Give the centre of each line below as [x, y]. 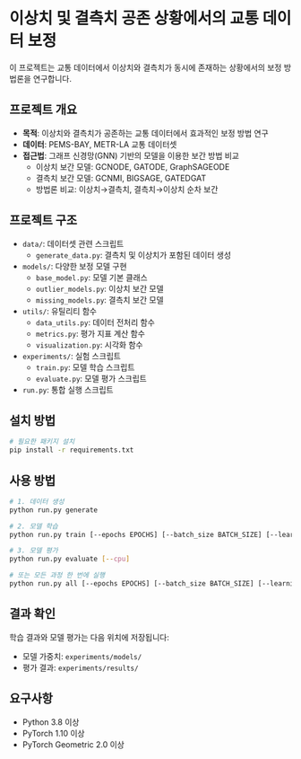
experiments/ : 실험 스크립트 [71, 356]
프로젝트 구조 [43, 221]
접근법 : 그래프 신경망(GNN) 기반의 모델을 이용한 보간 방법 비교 [131, 155]
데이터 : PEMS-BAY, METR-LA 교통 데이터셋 [99, 144]
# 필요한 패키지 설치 [42, 442]
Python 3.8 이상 [51, 722]
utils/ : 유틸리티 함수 [59, 311]
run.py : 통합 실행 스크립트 [68, 389]
